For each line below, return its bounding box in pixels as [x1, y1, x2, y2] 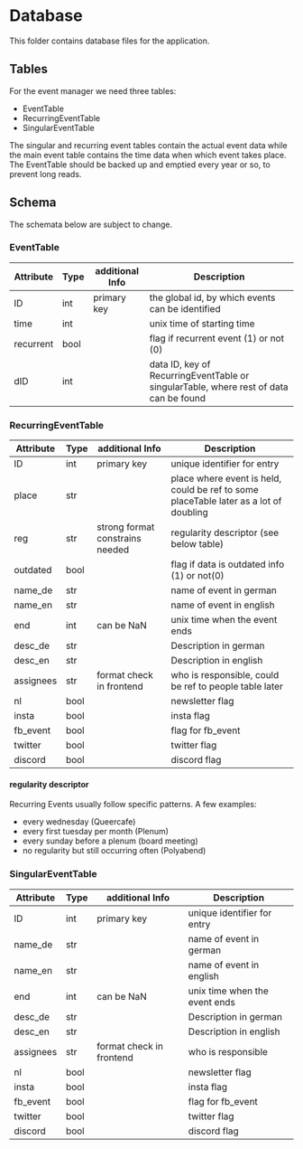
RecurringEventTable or [149, 369, 250, 381]
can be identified [149, 302, 221, 315]
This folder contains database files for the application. [9, 35, 210, 46]
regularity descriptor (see [170, 526, 280, 539]
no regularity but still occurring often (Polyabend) [22, 845, 207, 856]
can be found [149, 391, 206, 404]
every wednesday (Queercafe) [22, 816, 136, 827]
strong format [96, 521, 155, 533]
